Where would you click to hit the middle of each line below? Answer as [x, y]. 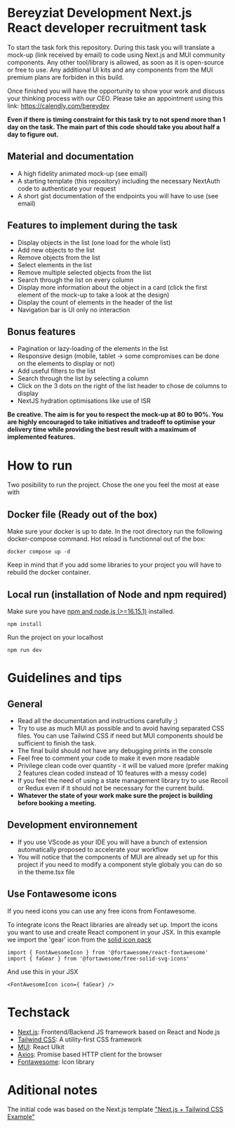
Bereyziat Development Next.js [100, 13]
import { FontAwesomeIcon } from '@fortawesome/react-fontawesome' [108, 952]
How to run [40, 465]
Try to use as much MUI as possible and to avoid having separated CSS [121, 728]
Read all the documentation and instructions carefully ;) [98, 720]
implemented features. [41, 437]
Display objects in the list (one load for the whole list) [94, 242]
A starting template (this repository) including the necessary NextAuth [119, 181]
